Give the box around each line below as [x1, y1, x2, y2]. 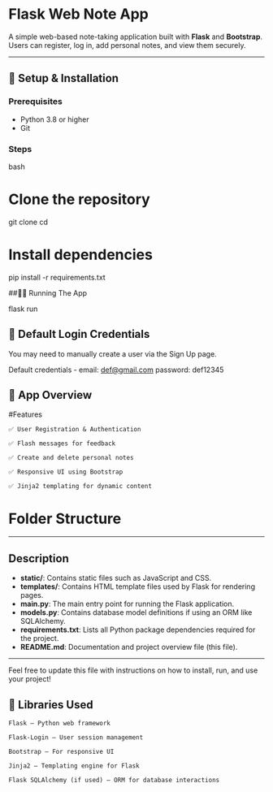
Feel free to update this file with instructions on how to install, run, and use [8, 665, 258, 675]
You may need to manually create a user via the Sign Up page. [8, 348, 217, 358]
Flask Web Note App [8, 5, 149, 24]
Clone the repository [8, 190, 150, 209]
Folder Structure [8, 509, 122, 528]
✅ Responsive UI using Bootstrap [8, 468, 123, 476]
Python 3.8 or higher [19, 115, 89, 124]
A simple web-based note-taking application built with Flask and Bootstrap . [8, 32, 262, 41]
